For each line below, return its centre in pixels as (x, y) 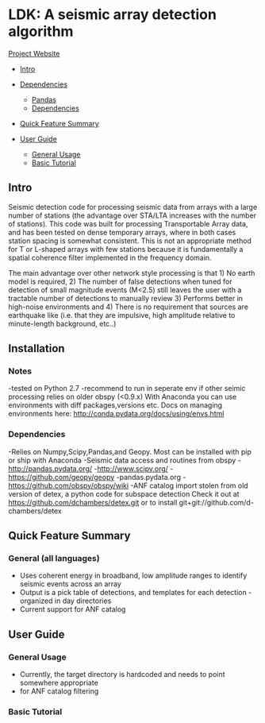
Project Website (34, 53)
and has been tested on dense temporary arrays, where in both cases (122, 232)
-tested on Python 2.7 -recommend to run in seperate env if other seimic (127, 389)
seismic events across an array (70, 584)
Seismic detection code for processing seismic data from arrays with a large (133, 207)
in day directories (83, 601)
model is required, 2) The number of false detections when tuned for (120, 281)
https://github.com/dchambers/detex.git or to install (93, 502)
